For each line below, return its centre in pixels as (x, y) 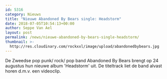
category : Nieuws (23, 14)
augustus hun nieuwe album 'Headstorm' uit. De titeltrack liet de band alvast (83, 66)
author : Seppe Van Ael (29, 28)
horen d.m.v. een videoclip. (33, 71)
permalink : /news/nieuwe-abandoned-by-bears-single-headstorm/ (72, 38)
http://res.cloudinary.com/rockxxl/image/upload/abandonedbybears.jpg (84, 46)
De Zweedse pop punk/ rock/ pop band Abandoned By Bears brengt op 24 (82, 60)
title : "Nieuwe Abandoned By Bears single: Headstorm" (63, 19)
